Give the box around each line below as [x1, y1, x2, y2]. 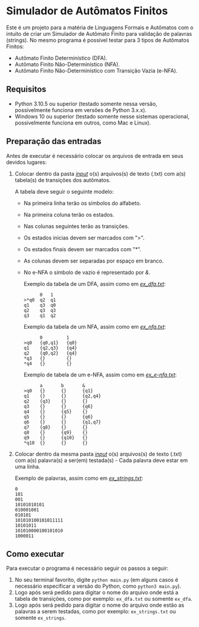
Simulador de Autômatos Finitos [6, 4, 168, 18]
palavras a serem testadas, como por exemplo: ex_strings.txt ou [14, 608, 176, 615]
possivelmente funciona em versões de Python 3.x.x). [14, 106, 147, 114]
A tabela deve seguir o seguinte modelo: [14, 188, 114, 195]
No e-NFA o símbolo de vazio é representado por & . [23, 269, 151, 276]
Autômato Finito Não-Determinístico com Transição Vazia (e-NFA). [14, 67, 178, 74]
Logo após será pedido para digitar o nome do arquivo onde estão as [14, 601, 185, 609]
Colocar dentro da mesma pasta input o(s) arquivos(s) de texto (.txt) [14, 450, 182, 457]
